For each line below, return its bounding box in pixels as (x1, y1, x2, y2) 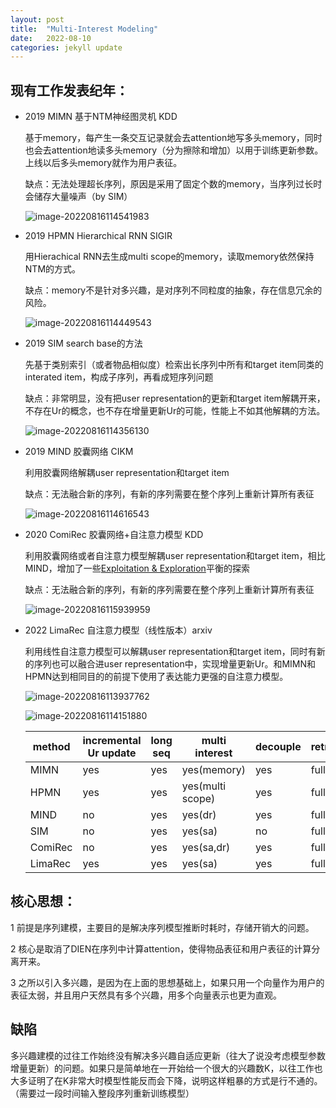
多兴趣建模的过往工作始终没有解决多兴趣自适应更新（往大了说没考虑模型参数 (10, 1049, 326, 1061)
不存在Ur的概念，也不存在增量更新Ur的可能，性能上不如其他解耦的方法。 (24, 405, 326, 417)
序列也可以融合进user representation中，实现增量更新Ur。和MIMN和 (33, 658, 317, 670)
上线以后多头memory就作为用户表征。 (24, 157, 183, 169)
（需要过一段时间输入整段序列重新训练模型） (10, 1087, 195, 1099)
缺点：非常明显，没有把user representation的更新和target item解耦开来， (24, 392, 326, 405)
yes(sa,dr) (181, 841, 231, 855)
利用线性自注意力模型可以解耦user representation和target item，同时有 (24, 646, 317, 658)
